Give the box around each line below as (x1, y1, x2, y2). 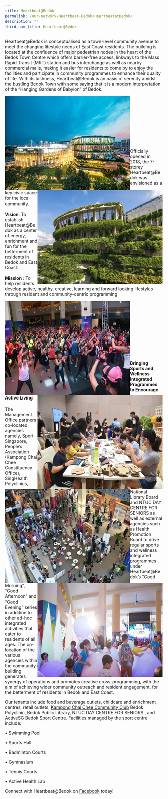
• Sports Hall (5, 740, 32, 746)
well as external (130, 515, 162, 521)
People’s (5, 443, 23, 449)
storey (130, 164, 143, 170)
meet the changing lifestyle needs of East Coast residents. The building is (5, 44, 157, 50)
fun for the (5, 243, 27, 249)
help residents (5, 281, 35, 287)
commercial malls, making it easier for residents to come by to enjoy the (5, 65, 153, 71)
